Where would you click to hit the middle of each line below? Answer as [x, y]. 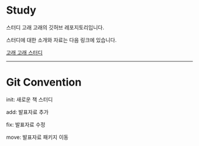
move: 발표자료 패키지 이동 [37, 137]
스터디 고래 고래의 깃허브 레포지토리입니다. [55, 27]
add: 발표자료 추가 [28, 112]
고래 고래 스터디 [25, 52]
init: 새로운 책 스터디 [30, 99]
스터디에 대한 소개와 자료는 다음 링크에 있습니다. [62, 40]
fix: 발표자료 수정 [26, 124]
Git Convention [44, 82]
